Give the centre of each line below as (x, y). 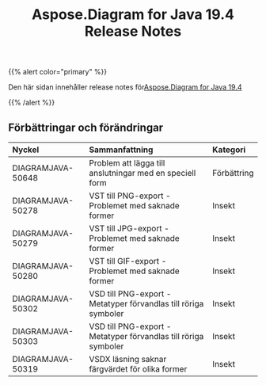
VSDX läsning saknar (128, 359)
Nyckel (26, 150)
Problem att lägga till (127, 163)
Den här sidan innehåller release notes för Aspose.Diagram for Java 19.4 (125, 87)
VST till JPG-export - (129, 229)
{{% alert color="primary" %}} (58, 72)
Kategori (229, 150)
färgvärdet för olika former (138, 369)
